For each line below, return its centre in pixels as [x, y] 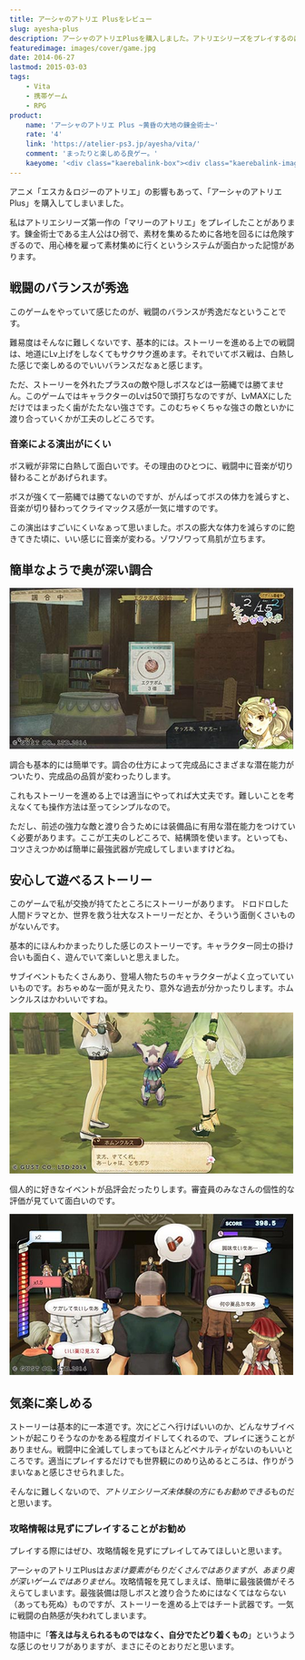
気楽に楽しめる [51, 1403]
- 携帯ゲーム [47, 96]
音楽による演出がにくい [60, 444]
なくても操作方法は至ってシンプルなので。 [96, 807]
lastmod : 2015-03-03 [49, 67]
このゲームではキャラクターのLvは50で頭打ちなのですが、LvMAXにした [158, 395]
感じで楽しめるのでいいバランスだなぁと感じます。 [112, 365]
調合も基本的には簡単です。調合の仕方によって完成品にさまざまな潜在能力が [152, 764]
